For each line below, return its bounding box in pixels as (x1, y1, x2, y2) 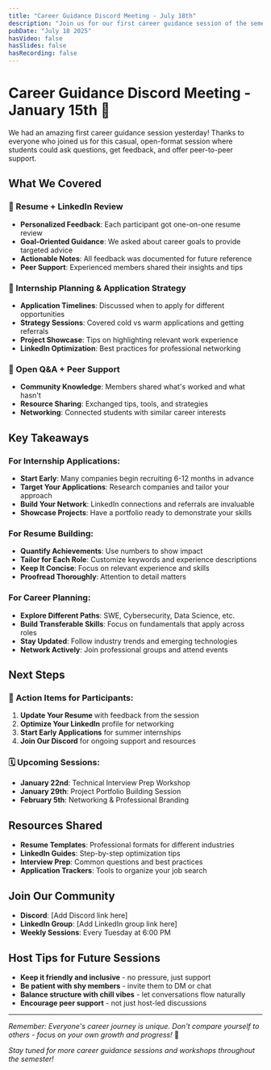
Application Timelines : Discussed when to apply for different (19, 300, 224, 310)
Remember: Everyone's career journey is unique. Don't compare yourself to (8, 1021, 260, 1030)
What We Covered (8, 177, 102, 190)
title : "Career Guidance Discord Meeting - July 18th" (8, 11, 197, 20)
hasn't (19, 390, 42, 400)
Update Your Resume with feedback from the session (19, 710, 200, 720)
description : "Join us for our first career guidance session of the (8, 19, 248, 27)
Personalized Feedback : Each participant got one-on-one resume (19, 219, 240, 229)
